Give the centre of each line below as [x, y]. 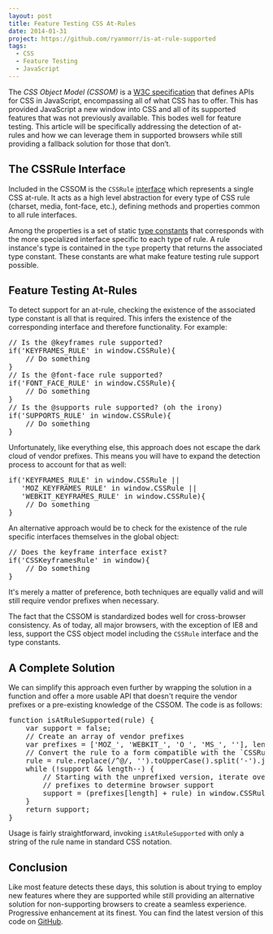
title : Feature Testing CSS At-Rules [72, 24]
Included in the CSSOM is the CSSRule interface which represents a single [131, 188]
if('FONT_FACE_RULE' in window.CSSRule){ [92, 383]
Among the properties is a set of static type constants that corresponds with [136, 230]
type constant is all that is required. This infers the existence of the [120, 318]
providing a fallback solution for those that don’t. [90, 144]
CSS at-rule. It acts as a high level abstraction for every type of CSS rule [129, 197]
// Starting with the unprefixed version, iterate [146, 777]
